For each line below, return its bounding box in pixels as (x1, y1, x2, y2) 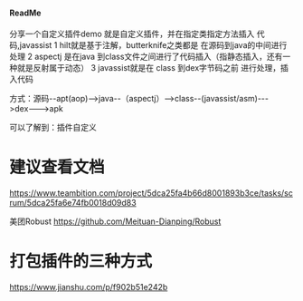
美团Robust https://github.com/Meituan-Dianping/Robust (9, 216, 222, 227)
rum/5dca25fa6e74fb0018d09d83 (9, 198, 137, 209)
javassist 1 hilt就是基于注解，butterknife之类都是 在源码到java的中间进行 (19, 40, 288, 51)
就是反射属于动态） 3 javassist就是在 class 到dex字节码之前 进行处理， (16, 63, 281, 73)
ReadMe (9, 7, 42, 18)
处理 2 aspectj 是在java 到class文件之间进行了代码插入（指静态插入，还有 (9, 51, 283, 63)
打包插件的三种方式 (9, 251, 153, 272)
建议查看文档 (9, 157, 106, 178)
